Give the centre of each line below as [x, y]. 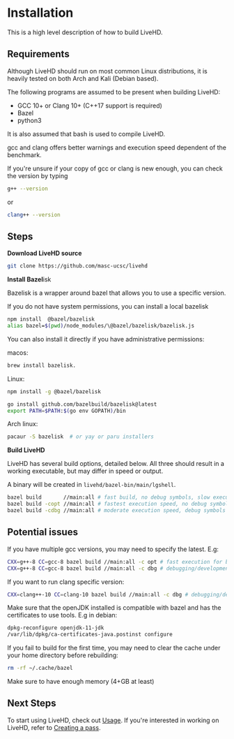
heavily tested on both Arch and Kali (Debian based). [83, 78]
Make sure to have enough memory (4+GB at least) [81, 681]
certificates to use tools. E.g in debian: [62, 615]
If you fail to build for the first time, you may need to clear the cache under [114, 648]
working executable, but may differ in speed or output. [85, 471]
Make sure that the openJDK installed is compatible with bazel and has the [114, 608]
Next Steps [32, 703]
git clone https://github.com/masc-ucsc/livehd [78, 266]
